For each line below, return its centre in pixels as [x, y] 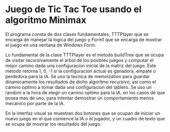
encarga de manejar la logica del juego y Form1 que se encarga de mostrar [83, 40]
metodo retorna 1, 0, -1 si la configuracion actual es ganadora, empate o [81, 71]
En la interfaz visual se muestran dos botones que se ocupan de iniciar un [83, 113]
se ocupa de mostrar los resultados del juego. [53, 124]
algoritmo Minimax [46, 20]
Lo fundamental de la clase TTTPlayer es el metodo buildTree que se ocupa [85, 55]
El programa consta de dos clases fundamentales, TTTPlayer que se [77, 34]
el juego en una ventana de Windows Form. [51, 45]
